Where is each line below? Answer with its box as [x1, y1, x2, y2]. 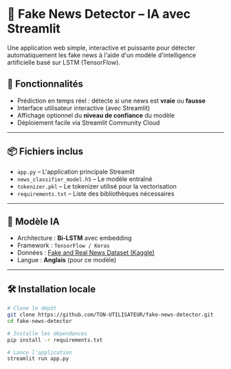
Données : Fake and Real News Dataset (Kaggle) [16, 249, 155, 257]
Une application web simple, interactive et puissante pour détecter [7, 43, 196, 52]
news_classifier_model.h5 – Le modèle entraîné [16, 175, 153, 183]
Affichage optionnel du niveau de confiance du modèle [16, 111, 175, 119]
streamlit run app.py [7, 355, 69, 362]
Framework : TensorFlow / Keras [16, 241, 110, 250]
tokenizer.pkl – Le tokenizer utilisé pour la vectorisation [16, 182, 177, 190]
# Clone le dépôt [7, 305, 57, 312]
